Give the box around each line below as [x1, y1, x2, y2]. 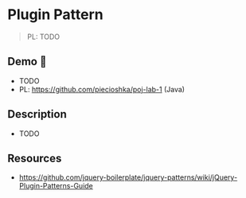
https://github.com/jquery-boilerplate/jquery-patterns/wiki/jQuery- [18, 173, 238, 182]
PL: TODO [26, 32, 61, 41]
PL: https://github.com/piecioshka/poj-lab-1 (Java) [18, 84, 185, 94]
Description [7, 107, 67, 121]
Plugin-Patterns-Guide [18, 181, 93, 191]
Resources [7, 151, 62, 165]
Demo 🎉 [7, 55, 47, 68]
